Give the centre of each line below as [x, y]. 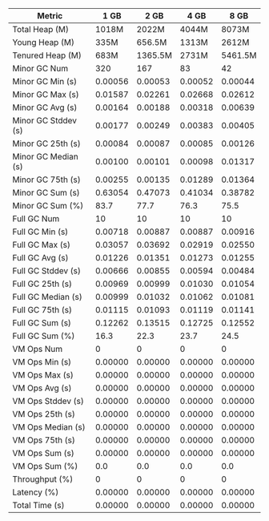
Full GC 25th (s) [42, 284]
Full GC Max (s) [41, 245]
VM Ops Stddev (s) [48, 401]
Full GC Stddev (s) [47, 271]
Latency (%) [36, 492]
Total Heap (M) [41, 29]
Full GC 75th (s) [42, 310]
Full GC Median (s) [47, 297]
